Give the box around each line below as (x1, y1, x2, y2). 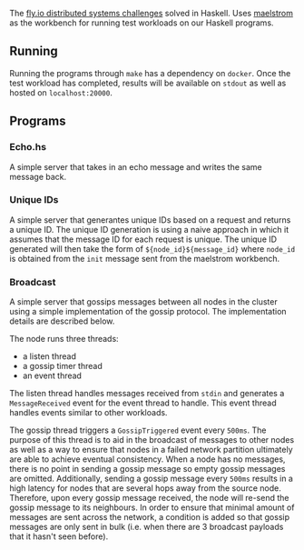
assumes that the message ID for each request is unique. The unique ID (9, 234, 278, 245)
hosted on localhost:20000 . (9, 86, 113, 98)
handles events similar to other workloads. (9, 407, 168, 418)
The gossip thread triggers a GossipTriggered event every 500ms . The (9, 425, 267, 435)
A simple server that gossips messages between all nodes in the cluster (9, 296, 279, 307)
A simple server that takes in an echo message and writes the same (9, 161, 262, 172)
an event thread (22, 370, 82, 381)
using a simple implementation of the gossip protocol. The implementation (9, 306, 288, 317)
